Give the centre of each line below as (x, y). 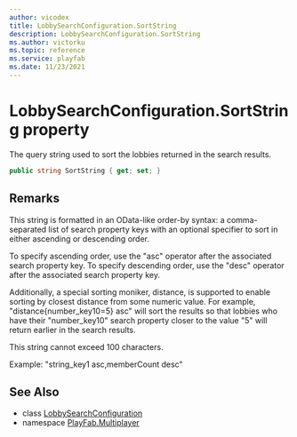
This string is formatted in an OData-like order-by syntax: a (117, 219)
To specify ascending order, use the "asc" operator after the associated (140, 256)
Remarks (35, 199)
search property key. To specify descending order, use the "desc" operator (147, 265)
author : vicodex (39, 17)
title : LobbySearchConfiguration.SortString (93, 26)
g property (49, 130)
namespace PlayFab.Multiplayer (80, 423)
